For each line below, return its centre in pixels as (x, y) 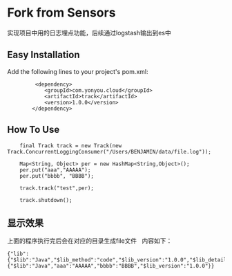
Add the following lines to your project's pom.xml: (78, 71)
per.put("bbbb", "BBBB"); (57, 176)
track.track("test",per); (57, 188)
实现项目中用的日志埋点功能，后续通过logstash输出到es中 (89, 33)
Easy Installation (43, 55)
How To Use (33, 130)
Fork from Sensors (61, 13)
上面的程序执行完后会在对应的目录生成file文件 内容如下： (90, 241)
